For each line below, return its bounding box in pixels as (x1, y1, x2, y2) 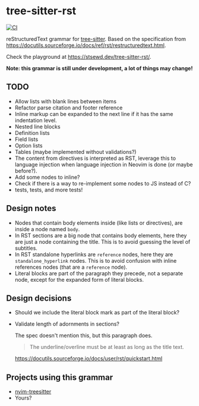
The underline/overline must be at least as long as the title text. (29, 344, 184, 351)
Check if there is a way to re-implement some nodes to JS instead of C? (14, 180, 191, 187)
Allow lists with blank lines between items (14, 97, 117, 105)
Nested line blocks (14, 123, 61, 130)
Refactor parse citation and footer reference (14, 104, 123, 111)
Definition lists (14, 129, 50, 136)
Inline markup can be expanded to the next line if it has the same (14, 110, 173, 117)
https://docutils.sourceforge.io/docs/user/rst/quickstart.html (14, 355, 163, 362)
